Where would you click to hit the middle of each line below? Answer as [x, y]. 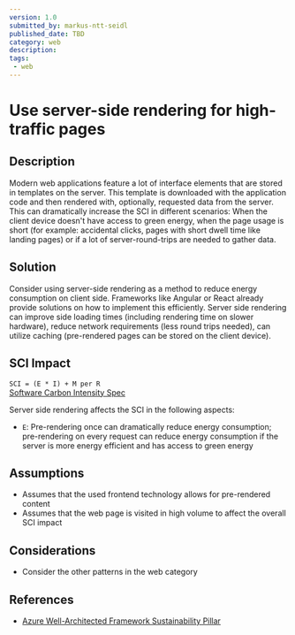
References [42, 599]
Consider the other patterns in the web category [110, 572]
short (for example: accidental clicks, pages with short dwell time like [135, 230]
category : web [35, 42]
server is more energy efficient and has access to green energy [137, 445]
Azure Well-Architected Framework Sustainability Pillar [121, 621]
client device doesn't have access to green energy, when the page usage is [147, 220]
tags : [19, 58]
